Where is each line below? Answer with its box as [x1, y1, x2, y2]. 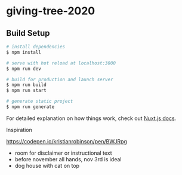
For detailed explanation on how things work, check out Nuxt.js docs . [6, 115, 177, 122]
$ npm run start [6, 88, 47, 94]
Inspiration [6, 126, 33, 133]
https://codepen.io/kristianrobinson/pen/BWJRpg [6, 137, 127, 145]
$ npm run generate [6, 104, 55, 110]
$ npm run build [6, 82, 47, 88]
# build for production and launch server [6, 76, 113, 82]
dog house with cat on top [14, 162, 79, 169]
